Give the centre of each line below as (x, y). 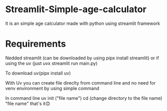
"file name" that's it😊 (28, 103)
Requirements (36, 44)
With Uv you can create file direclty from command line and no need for (81, 83)
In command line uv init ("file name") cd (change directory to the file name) (84, 98)
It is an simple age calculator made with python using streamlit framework (83, 23)
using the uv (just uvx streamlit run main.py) (51, 63)
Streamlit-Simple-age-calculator (76, 9)
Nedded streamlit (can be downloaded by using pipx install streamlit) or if (82, 58)
